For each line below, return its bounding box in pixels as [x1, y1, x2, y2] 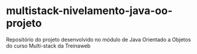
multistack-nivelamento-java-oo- [6, 4, 173, 18]
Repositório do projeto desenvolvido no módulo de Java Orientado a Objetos [6, 36, 191, 43]
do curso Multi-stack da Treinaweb [6, 42, 91, 49]
